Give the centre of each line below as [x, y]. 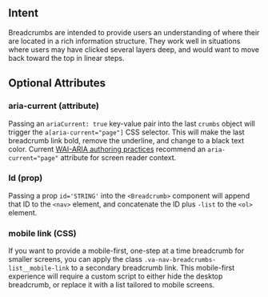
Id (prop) [26, 178]
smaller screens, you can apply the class [75, 259]
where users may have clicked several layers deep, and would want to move [134, 49]
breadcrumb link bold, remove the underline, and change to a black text [126, 140]
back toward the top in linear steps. [66, 58]
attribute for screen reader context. [118, 157]
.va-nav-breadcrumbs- [180, 260]
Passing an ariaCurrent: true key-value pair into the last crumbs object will [132, 123]
